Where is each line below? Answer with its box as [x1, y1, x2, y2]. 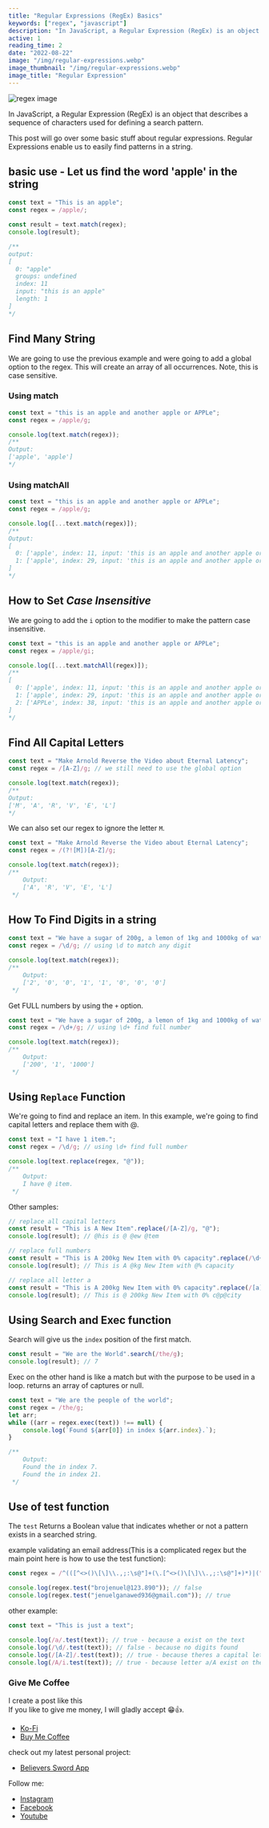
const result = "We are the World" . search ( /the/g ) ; [8, 1350, 184, 1358]
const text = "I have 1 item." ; [8, 1135, 116, 1144]
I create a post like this [8, 1696, 82, 1705]
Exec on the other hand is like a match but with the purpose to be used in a [8, 1372, 255, 1382]
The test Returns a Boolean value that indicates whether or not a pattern [8, 1521, 248, 1531]
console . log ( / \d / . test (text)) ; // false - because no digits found [8, 1643, 239, 1651]
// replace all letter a [8, 1276, 91, 1284]
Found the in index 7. [22, 1463, 98, 1472]
